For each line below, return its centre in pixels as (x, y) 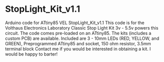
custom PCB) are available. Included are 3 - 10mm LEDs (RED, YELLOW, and (82, 38)
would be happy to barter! (32, 54)
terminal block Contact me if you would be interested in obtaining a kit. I (78, 49)
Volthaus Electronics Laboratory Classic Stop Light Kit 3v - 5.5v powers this (82, 28)
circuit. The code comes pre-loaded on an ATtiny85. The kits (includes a (78, 33)
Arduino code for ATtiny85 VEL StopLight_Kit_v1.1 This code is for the (75, 23)
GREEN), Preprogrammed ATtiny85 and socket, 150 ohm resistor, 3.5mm (78, 43)
